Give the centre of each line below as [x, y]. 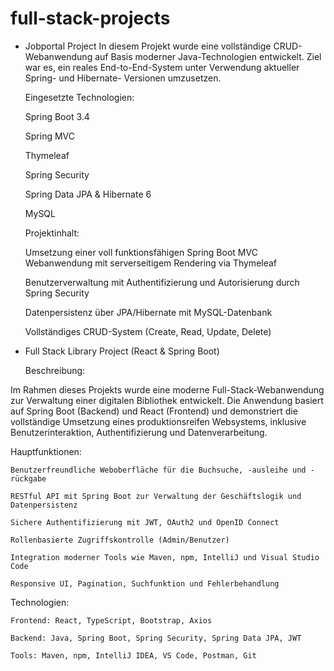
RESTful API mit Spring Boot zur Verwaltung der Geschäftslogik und [156, 496]
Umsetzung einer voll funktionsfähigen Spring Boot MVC [141, 252]
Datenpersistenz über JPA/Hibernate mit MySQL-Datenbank [148, 312]
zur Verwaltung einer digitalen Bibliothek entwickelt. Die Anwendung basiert [167, 400]
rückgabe [28, 478]
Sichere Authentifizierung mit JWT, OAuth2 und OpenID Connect [145, 522]
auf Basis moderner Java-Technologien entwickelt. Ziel [208, 56]
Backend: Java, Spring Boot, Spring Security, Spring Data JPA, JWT [156, 638]
